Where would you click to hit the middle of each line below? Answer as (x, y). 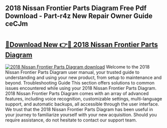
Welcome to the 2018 (128, 67)
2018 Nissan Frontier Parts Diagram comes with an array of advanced (77, 93)
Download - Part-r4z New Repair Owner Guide (79, 16)
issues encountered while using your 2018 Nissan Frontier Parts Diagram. (81, 88)
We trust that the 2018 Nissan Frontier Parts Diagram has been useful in (79, 109)
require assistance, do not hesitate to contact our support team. (71, 120)
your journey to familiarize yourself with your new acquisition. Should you (81, 115)
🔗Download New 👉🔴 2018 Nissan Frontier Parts (81, 44)
